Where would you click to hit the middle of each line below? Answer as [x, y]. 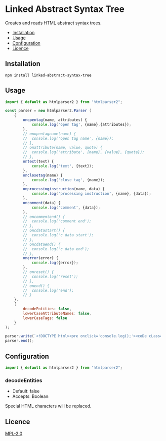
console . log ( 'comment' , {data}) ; [66, 207]
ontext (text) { [39, 162]
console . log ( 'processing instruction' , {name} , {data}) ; [91, 194]
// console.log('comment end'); [57, 221]
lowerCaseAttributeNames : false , [57, 313]
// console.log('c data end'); [56, 249]
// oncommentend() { [44, 217]
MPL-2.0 [14, 433]
